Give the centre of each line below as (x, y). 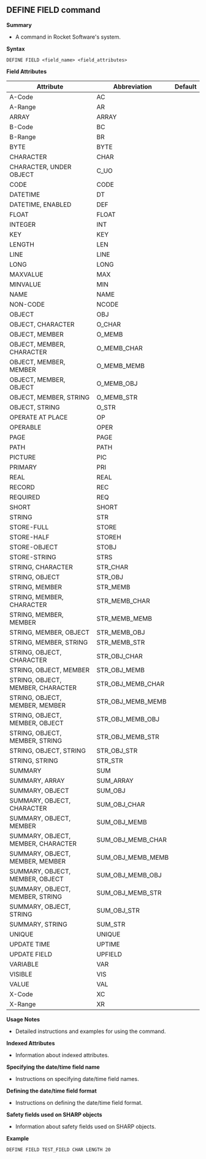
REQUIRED (25, 497)
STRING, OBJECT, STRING (48, 750)
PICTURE (23, 457)
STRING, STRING (34, 760)
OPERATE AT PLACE (39, 417)
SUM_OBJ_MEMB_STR (129, 892)
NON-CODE (27, 304)
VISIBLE (21, 974)
